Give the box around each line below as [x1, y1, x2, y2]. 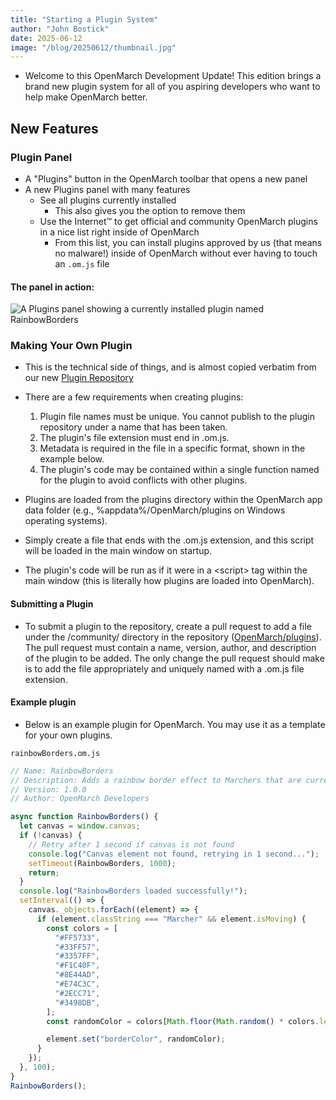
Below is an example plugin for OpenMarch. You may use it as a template [24, 718, 326, 730]
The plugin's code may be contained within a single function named [39, 464, 320, 476]
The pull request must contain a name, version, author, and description [24, 641, 317, 653]
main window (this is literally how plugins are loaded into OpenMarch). [24, 575, 315, 587]
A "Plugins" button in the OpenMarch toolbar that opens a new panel [24, 172, 308, 185]
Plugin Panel [10, 150, 73, 164]
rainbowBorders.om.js [10, 748, 101, 758]
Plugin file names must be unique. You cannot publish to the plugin [39, 411, 315, 423]
